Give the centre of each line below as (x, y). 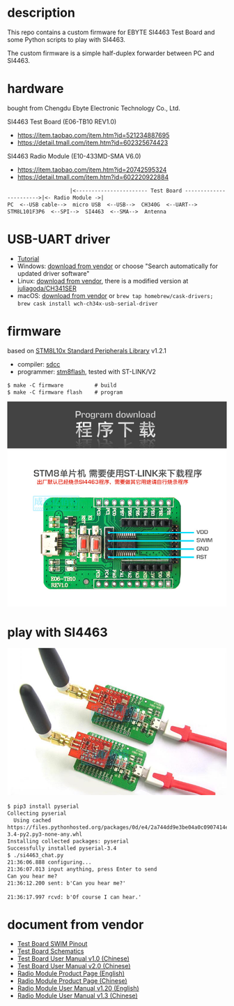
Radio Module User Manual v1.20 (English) (78, 989)
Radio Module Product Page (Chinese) (72, 981)
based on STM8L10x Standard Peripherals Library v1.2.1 (87, 350)
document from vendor (76, 925)
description (41, 13)
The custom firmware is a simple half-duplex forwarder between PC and (111, 53)
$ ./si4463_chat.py (36, 855)
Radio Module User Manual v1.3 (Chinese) (77, 996)
